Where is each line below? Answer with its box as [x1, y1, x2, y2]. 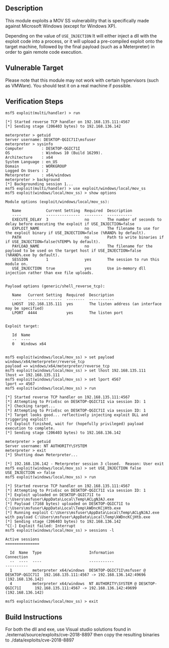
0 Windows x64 [12, 342, 47, 347]
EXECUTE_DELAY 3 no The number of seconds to [12, 217, 162, 222]
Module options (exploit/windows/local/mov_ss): [5, 199, 110, 204]
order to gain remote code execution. [5, 49, 82, 55]
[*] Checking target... [5, 403, 56, 409]
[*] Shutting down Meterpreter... [5, 453, 78, 458]
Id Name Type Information [10, 550, 114, 555]
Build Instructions [5, 612, 63, 621]
